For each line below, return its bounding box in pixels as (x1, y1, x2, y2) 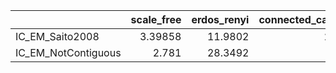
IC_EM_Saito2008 (15, 30, 100, 43)
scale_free (130, 13, 182, 26)
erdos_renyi (191, 13, 250, 26)
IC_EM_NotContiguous (15, 46, 122, 59)
